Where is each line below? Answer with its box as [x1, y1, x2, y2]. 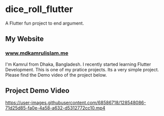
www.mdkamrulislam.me [5, 50, 69, 57]
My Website [5, 35, 44, 43]
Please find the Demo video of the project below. [5, 72, 107, 78]
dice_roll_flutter [5, 4, 73, 15]
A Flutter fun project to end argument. [5, 20, 85, 26]
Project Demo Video [5, 86, 70, 95]
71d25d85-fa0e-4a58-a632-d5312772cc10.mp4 [5, 105, 105, 111]
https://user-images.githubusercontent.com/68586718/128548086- [5, 99, 146, 106]
